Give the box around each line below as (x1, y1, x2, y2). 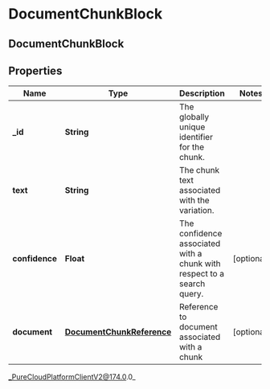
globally (179, 112, 210, 123)
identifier (179, 132, 213, 143)
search (179, 278, 206, 289)
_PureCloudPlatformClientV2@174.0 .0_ (8, 372, 136, 382)
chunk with (179, 258, 221, 269)
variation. (179, 205, 215, 216)
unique (179, 121, 206, 133)
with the (179, 194, 211, 206)
